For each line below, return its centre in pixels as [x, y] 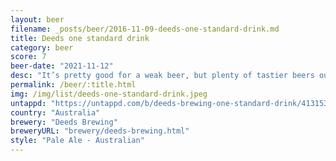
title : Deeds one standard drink [80, 38]
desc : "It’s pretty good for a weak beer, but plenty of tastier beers [162, 76]
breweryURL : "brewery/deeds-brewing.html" [100, 131]
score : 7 [28, 57]
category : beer [42, 47]
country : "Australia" [55, 112]
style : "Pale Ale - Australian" [77, 141]
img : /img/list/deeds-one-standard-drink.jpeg [109, 94]
